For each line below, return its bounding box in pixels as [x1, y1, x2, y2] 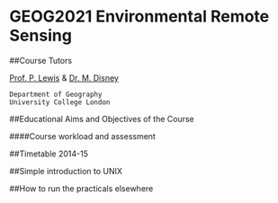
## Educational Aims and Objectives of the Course [9, 113, 195, 124]
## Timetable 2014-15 [9, 148, 88, 159]
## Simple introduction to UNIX [9, 165, 123, 176]
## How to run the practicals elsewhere [9, 182, 154, 194]
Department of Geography [9, 90, 103, 99]
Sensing [9, 25, 72, 46]
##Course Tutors [9, 55, 73, 66]
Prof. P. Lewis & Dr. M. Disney [9, 72, 120, 83]
